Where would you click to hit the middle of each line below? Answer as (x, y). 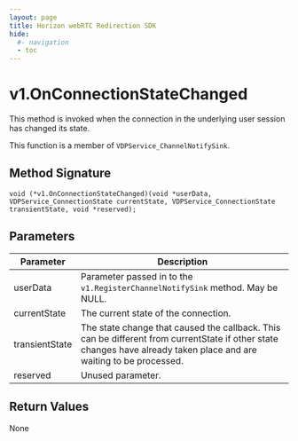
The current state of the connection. (156, 313)
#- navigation (43, 42)
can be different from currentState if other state (180, 338)
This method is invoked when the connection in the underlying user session (147, 119)
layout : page (33, 17)
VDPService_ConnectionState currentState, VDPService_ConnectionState (142, 201)
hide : (19, 34)
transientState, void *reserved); (73, 209)
